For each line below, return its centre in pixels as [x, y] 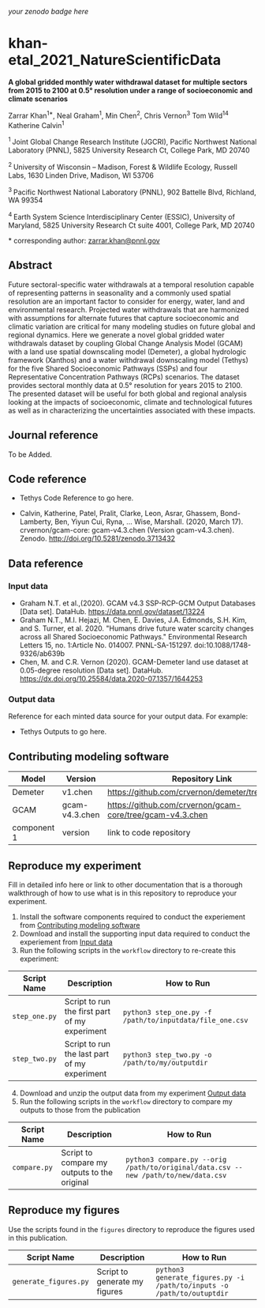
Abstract [30, 265]
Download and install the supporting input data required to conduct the [135, 933]
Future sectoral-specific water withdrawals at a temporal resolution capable [131, 285]
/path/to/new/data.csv [184, 1175]
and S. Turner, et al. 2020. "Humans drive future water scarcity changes [136, 628]
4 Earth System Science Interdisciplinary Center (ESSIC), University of [121, 216]
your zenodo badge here [49, 11]
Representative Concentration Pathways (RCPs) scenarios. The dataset [124, 377]
